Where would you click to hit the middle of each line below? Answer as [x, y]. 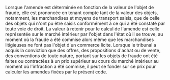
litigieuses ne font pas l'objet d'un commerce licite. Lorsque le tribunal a [81, 45]
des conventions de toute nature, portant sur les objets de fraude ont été [81, 56]
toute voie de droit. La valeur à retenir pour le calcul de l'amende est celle [82, 29]
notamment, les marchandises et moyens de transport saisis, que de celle [82, 18]
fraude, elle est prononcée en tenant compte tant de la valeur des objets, [82, 13]
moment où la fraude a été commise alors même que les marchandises [80, 39]
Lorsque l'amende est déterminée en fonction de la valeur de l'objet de [80, 7]
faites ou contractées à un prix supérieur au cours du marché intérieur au [82, 61]
